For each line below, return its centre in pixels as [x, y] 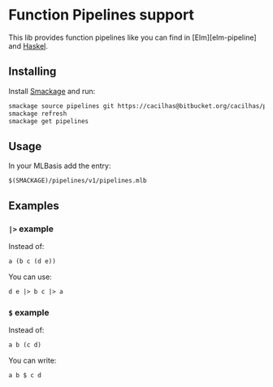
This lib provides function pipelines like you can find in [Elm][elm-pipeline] [133, 37]
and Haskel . [28, 45]
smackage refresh [38, 114]
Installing [32, 72]
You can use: [30, 277]
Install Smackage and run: [52, 91]
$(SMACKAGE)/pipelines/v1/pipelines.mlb [78, 181]
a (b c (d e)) [32, 261]
